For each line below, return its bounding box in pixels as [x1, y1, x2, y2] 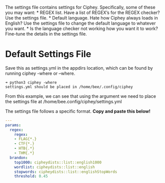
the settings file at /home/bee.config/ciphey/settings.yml [5, 98, 122, 104]
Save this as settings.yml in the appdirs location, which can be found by [5, 65, 153, 71]
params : [5, 122, 21, 127]
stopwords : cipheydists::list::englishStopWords [14, 169, 117, 174]
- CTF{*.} [14, 141, 35, 146]
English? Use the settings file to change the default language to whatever [5, 20, 156, 26]
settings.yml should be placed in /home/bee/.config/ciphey [5, 84, 133, 89]
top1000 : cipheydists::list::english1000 [14, 160, 101, 165]
